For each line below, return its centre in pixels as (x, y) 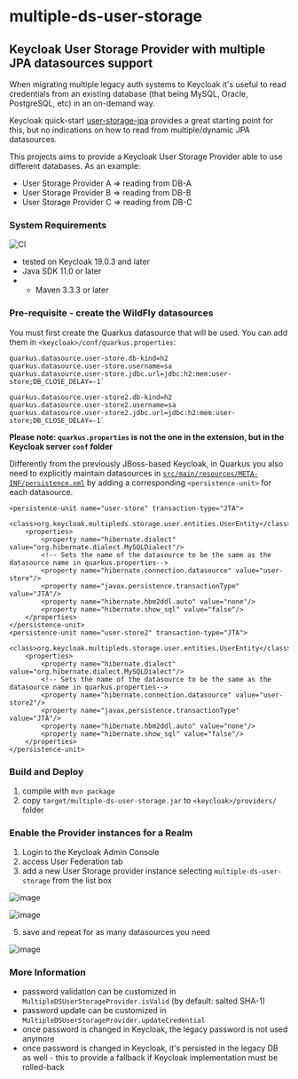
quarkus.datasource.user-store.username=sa (91, 366)
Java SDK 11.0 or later (62, 271)
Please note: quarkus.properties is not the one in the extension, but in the (147, 436)
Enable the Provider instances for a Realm (101, 833)
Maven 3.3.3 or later (72, 290)
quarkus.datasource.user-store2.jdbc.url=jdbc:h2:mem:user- (123, 412)
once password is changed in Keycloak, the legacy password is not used (155, 1029)
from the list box (82, 881)
